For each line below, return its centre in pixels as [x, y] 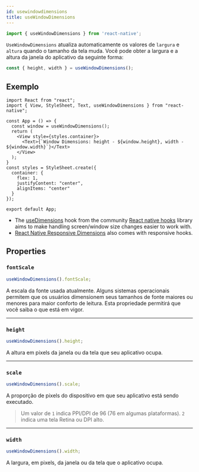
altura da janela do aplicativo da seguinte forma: [65, 58]
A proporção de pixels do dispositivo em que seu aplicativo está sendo [92, 396]
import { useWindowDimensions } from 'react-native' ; [74, 33]
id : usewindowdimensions [37, 12]
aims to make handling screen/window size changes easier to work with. [103, 227]
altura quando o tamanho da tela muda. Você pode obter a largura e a [92, 51]
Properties [26, 252]
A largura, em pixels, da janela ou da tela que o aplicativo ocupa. [85, 463]
